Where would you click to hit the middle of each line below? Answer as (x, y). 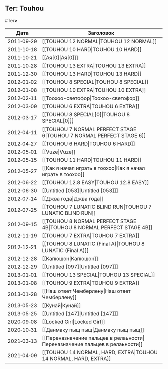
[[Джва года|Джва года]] (73, 199)
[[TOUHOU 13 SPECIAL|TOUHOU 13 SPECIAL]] (99, 275)
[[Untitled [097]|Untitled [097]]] (80, 267)
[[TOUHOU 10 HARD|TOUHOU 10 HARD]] (92, 49)
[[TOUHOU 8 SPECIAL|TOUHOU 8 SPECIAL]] (95, 82)
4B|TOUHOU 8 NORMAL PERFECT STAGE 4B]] (97, 227)
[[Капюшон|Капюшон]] (70, 258)
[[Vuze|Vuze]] (59, 152)
